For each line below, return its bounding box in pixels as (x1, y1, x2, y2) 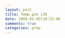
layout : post (5, 7, 32, 12)
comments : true (5, 21, 36, 26)
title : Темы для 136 (5, 12, 48, 17)
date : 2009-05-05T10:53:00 (5, 16, 61, 21)
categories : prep (5, 26, 41, 31)
